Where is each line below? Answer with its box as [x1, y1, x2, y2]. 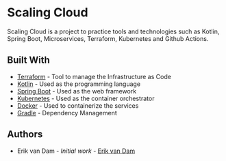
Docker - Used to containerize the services [16, 101, 139, 110]
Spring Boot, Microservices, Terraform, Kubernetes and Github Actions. [7, 34, 209, 42]
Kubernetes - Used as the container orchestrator [16, 94, 155, 102]
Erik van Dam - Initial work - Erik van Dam [16, 147, 136, 155]
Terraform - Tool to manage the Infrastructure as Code [16, 72, 171, 80]
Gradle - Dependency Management [16, 108, 118, 117]
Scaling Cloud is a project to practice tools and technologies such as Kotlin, [7, 27, 220, 35]
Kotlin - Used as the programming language [16, 80, 141, 88]
